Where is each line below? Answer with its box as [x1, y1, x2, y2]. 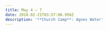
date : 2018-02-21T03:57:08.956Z [5, 12, 74, 17]
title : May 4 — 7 [5, 7, 42, 13]
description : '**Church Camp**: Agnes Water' [5, 17, 103, 22]
